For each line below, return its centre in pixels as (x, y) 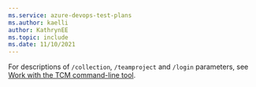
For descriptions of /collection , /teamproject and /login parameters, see (128, 67)
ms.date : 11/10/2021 (42, 45)
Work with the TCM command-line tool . (72, 75)
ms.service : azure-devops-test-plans (70, 15)
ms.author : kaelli (38, 23)
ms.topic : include (38, 37)
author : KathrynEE (38, 30)
